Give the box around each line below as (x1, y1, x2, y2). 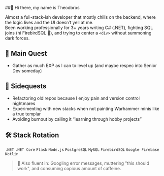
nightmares (12, 100, 35, 106)
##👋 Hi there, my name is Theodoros (5, 5, 80, 10)
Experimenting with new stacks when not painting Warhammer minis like (12, 106, 160, 111)
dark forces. (5, 35, 30, 41)
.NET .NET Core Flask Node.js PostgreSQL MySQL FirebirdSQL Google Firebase (5, 147, 160, 152)
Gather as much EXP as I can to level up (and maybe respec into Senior (12, 62, 157, 69)
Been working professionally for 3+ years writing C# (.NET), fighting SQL (5, 25, 153, 31)
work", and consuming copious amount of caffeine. (17, 166, 122, 172)
